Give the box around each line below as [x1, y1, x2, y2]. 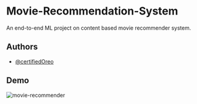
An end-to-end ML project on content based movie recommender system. [6, 24, 192, 31]
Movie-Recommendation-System [6, 4, 179, 18]
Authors [6, 42, 38, 52]
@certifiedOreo [15, 57, 54, 65]
